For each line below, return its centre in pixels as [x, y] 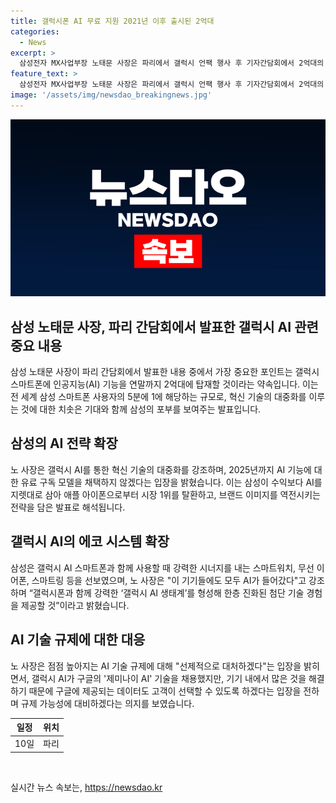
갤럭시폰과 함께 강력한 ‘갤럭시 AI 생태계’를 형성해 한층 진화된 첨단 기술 [168, 592]
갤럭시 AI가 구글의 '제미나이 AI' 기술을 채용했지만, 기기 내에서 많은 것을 [169, 678]
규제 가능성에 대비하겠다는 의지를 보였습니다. [107, 703]
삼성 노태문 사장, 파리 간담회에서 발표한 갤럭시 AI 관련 [164, 326]
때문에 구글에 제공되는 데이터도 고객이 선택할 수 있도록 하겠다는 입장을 [165, 691]
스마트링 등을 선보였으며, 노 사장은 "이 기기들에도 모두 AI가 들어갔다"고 [169, 580]
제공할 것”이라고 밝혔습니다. [75, 605]
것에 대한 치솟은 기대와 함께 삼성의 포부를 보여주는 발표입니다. [141, 409]
